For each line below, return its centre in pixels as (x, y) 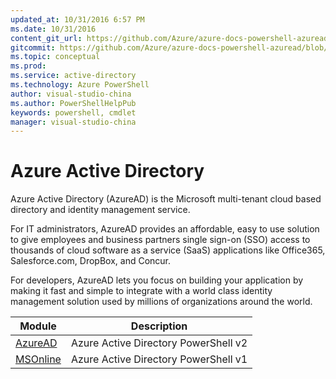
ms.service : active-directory (73, 76)
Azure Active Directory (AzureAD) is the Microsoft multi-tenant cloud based (166, 199)
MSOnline (38, 359)
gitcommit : (33, 47)
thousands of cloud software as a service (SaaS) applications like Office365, (168, 250)
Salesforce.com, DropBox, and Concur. (91, 261)
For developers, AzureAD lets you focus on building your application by (157, 280)
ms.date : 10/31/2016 (53, 29)
